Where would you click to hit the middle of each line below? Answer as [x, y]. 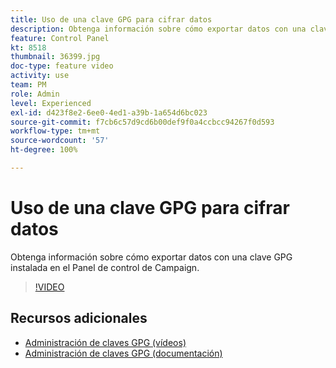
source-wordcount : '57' [60, 141]
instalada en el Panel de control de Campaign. [105, 267]
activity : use [40, 76]
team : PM [28, 85]
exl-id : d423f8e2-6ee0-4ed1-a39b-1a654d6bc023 [109, 112]
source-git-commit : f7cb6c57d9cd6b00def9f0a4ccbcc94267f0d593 [142, 122]
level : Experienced [51, 103]
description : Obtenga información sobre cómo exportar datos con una [158, 29]
